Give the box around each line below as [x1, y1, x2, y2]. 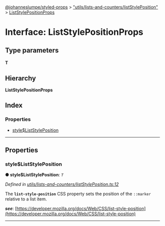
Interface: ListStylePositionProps [5, 27, 143, 38]
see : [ [5, 206, 17, 212]
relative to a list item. [5, 196, 47, 202]
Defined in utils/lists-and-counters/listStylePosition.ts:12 [5, 181, 119, 187]
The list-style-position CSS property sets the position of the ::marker [5, 191, 151, 197]
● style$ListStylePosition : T [5, 172, 64, 178]
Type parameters [5, 46, 59, 55]
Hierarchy [5, 74, 36, 83]
